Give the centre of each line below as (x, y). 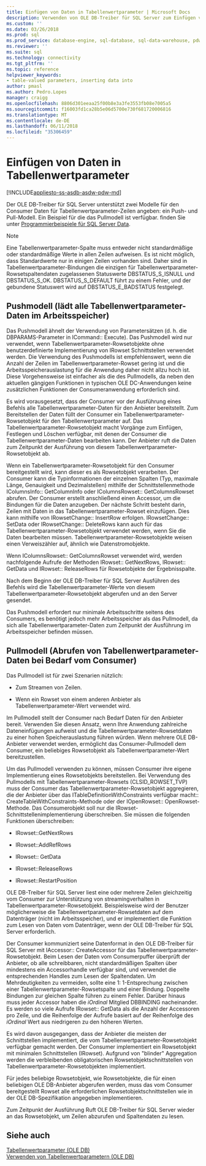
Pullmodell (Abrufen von (54, 651)
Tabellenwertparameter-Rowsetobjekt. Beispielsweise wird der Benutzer (97, 905)
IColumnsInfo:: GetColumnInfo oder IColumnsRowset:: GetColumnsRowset (100, 491)
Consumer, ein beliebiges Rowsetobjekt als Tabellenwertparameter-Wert (98, 750)
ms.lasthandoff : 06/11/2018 (42, 127)
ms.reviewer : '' (27, 47)
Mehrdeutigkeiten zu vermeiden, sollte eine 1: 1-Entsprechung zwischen (97, 982)
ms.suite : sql (25, 52)
